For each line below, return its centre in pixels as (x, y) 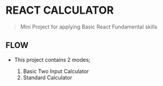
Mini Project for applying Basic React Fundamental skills (89, 27)
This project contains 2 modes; (52, 59)
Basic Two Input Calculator (56, 71)
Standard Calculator (48, 77)
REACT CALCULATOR (60, 10)
